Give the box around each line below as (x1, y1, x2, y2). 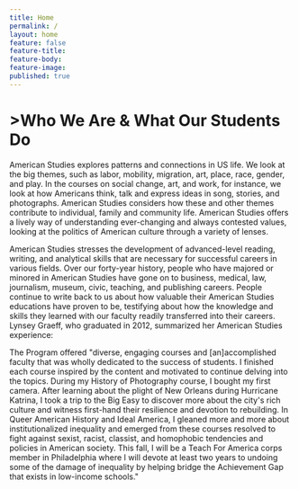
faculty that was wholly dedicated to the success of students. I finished (9, 356, 275, 367)
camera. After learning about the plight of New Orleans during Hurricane (9, 385, 279, 396)
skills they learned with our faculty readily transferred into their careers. (9, 310, 276, 321)
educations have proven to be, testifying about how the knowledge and (9, 300, 274, 311)
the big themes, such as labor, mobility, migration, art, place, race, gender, (9, 168, 285, 180)
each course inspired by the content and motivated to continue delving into (9, 366, 288, 377)
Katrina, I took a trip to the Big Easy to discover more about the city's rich (9, 395, 281, 405)
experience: (9, 329, 54, 340)
